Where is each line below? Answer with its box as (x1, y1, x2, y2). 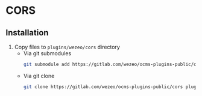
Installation (5, 28, 49, 38)
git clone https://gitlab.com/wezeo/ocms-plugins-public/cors (23, 83, 183, 90)
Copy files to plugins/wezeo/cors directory (14, 43, 120, 50)
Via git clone (23, 72, 55, 79)
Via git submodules (23, 50, 72, 57)
